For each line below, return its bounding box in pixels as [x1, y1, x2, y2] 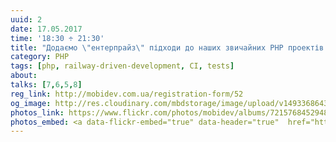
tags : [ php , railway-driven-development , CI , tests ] [10, 61, 235, 71]
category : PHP [10, 52, 70, 62]
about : [10, 71, 38, 81]
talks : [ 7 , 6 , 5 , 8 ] [10, 80, 83, 90]
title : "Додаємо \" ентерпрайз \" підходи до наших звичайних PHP [10, 42, 284, 53]
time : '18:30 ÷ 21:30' [10, 33, 105, 43]
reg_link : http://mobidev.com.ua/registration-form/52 [10, 89, 244, 99]
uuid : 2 [10, 14, 43, 25]
